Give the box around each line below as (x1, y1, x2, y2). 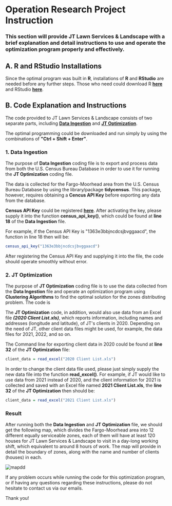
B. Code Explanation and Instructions (5, 101, 127, 110)
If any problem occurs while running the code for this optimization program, (5, 474, 165, 480)
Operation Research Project (5, 4, 126, 15)
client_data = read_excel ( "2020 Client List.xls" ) (5, 356, 116, 362)
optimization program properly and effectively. (5, 46, 125, 53)
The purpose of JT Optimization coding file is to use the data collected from (5, 283, 167, 289)
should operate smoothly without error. (5, 258, 88, 264)
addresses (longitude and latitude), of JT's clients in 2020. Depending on (5, 320, 160, 327)
